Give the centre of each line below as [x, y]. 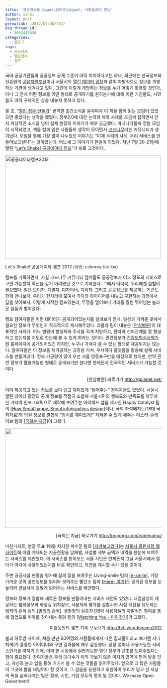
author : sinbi [20, 14]
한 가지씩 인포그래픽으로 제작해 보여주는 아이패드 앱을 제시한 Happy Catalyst [80, 402]
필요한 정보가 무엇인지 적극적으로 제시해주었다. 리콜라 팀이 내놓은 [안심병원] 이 [80, 325]
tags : [11, 47]
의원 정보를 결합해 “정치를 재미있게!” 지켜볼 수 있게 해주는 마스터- [87, 415]
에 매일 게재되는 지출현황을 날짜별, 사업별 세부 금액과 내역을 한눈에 [81, 553]
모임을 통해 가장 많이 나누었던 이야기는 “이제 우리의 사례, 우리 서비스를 [87, 136]
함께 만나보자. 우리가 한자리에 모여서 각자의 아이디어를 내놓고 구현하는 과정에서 [82, 296]
